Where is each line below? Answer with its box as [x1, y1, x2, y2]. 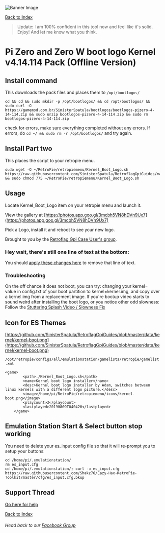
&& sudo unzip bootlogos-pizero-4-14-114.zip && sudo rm [29, 112, 148, 117]
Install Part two [5, 145, 53, 153]
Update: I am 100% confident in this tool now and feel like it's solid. [17, 24, 153, 30]
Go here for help [5, 501, 38, 507]
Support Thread [5, 489, 55, 497]
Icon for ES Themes [5, 318, 66, 327]
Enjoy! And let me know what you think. [17, 29, 97, 35]
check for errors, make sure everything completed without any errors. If [5, 125, 150, 131]
